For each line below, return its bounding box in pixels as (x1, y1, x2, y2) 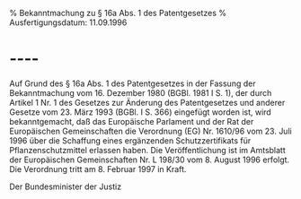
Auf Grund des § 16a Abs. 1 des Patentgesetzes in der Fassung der (9, 78, 256, 89)
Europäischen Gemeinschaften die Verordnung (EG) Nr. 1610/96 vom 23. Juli (9, 125, 292, 136)
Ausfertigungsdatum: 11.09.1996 (9, 17, 128, 28)
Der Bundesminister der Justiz (9, 181, 122, 192)
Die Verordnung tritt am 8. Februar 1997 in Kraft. (9, 163, 187, 174)
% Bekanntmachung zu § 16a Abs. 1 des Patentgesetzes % (9, 8, 227, 18)
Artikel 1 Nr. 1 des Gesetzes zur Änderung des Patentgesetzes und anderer (9, 97, 286, 108)
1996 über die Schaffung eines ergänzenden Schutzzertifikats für (9, 134, 252, 146)
